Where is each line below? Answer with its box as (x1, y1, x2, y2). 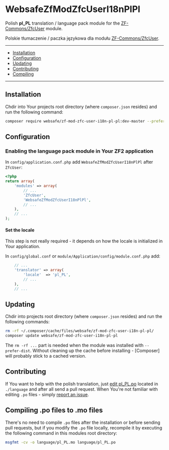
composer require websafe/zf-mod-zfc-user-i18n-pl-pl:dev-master (5, 119, 145, 124)
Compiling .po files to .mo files (5, 406, 103, 415)
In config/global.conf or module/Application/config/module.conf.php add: (5, 253, 160, 259)
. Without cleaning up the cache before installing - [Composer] (30, 348, 160, 354)
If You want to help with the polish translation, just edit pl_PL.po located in (5, 381, 158, 387)
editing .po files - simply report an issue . (5, 391, 89, 397)
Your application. (5, 244, 40, 250)
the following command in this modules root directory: (5, 430, 117, 436)
